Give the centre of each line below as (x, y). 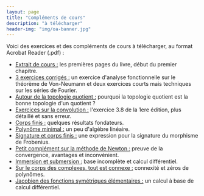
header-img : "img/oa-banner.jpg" (49, 29)
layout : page (23, 12)
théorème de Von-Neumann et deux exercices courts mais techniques (103, 84)
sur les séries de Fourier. (46, 90)
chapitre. (26, 71)
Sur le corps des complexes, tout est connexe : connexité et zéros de (102, 168)
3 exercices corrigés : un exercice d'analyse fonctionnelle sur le (95, 77)
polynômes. (30, 175)
